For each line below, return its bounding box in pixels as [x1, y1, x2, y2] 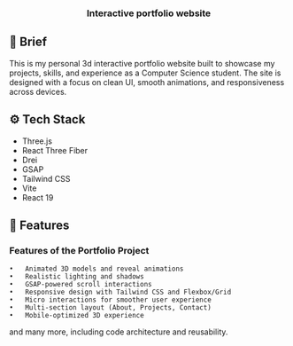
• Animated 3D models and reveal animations [9, 264, 184, 273]
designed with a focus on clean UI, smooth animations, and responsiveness [9, 76, 285, 87]
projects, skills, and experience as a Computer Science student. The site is [9, 67, 281, 78]
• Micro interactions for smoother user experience [9, 295, 212, 304]
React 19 [21, 192, 54, 202]
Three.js [21, 136, 53, 146]
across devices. [9, 86, 67, 97]
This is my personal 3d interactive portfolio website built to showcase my [9, 58, 275, 68]
